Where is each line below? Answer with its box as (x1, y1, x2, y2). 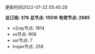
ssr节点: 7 (12, 37, 33, 43)
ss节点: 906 (12, 31, 37, 37)
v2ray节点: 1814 (12, 25, 45, 31)
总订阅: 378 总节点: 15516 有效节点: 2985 (5, 15, 91, 21)
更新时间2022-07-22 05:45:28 (5, 4, 68, 10)
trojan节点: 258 (12, 44, 44, 49)
